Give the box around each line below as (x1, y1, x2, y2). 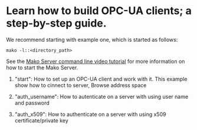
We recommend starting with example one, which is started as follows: (6, 36, 178, 43)
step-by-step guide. (6, 16, 107, 30)
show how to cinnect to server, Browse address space (14, 81, 147, 89)
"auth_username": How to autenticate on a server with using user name (14, 93, 189, 100)
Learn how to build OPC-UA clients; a (6, 4, 192, 18)
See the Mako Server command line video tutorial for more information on (6, 58, 185, 65)
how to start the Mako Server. (6, 64, 78, 71)
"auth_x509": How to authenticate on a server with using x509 (14, 111, 166, 118)
